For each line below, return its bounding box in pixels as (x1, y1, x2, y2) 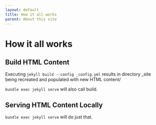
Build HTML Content (5, 58, 69, 66)
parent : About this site (5, 16, 57, 21)
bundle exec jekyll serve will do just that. (5, 114, 93, 120)
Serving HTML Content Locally (5, 100, 103, 109)
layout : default (5, 7, 39, 12)
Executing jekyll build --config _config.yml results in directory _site (5, 71, 151, 77)
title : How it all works (5, 12, 57, 17)
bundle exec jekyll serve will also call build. (5, 86, 98, 92)
